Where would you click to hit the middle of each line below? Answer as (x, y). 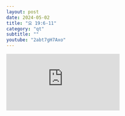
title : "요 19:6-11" (31, 23)
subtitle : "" (23, 34)
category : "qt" (25, 29)
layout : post (23, 12)
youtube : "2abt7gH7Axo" (36, 40)
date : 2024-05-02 (28, 18)
